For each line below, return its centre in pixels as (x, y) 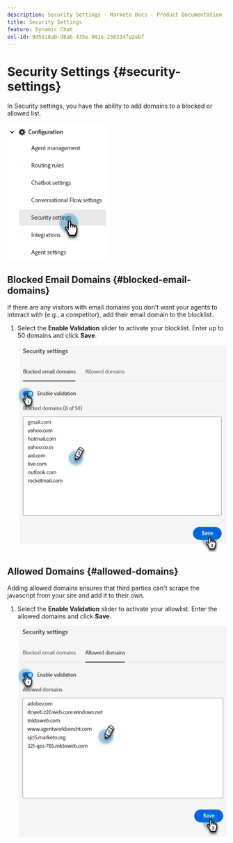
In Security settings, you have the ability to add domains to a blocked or (110, 106)
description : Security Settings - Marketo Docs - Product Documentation (115, 15)
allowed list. (24, 113)
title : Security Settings (45, 22)
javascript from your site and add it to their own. (76, 595)
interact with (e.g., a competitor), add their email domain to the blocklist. (111, 314)
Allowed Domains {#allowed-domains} (93, 571)
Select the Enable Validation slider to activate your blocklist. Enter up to (120, 328)
